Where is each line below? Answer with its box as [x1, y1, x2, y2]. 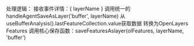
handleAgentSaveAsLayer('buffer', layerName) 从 [6, 12, 126, 19]
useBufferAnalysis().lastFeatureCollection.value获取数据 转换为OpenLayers [6, 20, 189, 27]
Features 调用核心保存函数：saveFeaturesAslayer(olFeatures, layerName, [6, 27, 184, 34]
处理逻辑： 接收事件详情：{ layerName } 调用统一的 [6, 5, 131, 12]
